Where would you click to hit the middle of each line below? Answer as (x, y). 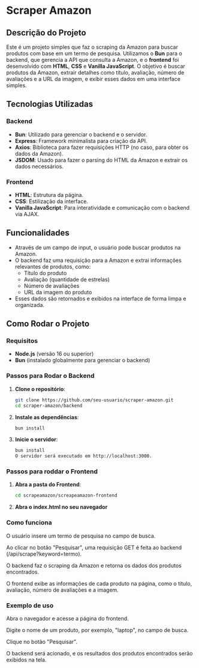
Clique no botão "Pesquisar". (42, 642)
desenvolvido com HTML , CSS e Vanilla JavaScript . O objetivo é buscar (96, 66)
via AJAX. (27, 214)
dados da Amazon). (39, 153)
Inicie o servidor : (36, 440)
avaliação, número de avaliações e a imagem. (62, 590)
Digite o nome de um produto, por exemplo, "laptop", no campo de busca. (97, 630)
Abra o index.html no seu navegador (61, 507)
